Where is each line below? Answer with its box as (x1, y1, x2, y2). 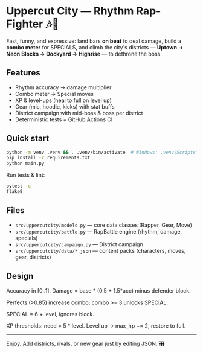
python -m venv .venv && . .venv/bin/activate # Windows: (6, 149, 158, 155)
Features (6, 68, 40, 78)
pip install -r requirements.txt (6, 155, 91, 161)
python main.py (6, 161, 45, 167)
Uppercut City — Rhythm (6, 4, 134, 18)
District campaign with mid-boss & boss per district (14, 109, 143, 116)
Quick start (6, 133, 50, 144)
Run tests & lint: (6, 171, 45, 179)
